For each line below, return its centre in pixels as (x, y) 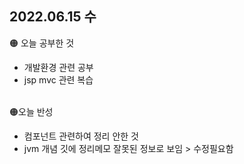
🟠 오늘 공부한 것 (42, 43)
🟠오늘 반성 (31, 111)
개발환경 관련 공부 (58, 67)
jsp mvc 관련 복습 (58, 79)
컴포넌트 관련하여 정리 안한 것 (81, 136)
